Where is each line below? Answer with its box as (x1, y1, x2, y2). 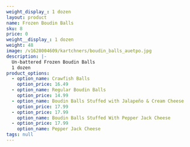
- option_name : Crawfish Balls (11, 76, 90, 82)
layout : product (6, 14, 47, 20)
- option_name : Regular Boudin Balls (11, 87, 106, 93)
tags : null (6, 131, 34, 138)
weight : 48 (6, 43, 34, 49)
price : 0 (6, 31, 28, 37)
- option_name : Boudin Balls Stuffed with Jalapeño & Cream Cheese (11, 98, 185, 104)
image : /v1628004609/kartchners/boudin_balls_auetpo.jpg (6, 48, 152, 54)
